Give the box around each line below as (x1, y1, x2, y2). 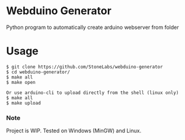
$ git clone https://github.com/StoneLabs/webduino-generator (6, 64, 163, 70)
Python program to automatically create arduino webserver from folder (6, 24, 179, 31)
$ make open (6, 79, 36, 85)
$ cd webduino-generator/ (6, 69, 70, 75)
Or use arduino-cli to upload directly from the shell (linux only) (6, 90, 179, 96)
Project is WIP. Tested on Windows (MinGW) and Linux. (6, 127, 142, 134)
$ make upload (6, 100, 42, 106)
